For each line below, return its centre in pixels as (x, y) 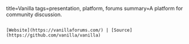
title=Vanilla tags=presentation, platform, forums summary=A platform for (95, 8)
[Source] (122, 30)
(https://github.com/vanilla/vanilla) (53, 35)
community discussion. (34, 14)
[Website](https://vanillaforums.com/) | (58, 30)
